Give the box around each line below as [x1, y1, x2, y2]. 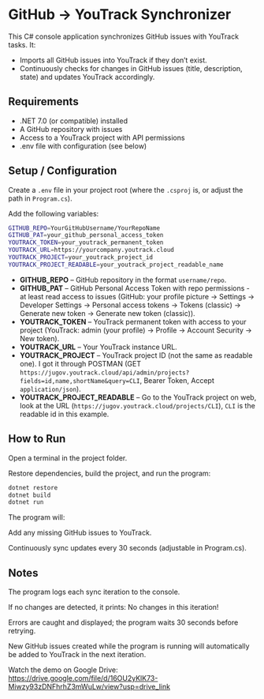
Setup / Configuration [8, 164, 117, 178]
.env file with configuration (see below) [19, 141, 147, 151]
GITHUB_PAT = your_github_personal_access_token [8, 231, 164, 239]
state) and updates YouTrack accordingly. [19, 72, 155, 81]
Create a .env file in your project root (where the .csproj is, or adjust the [8, 185, 244, 194]
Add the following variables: [8, 209, 99, 218]
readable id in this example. [19, 409, 110, 419]
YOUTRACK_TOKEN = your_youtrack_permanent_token [8, 239, 164, 246]
